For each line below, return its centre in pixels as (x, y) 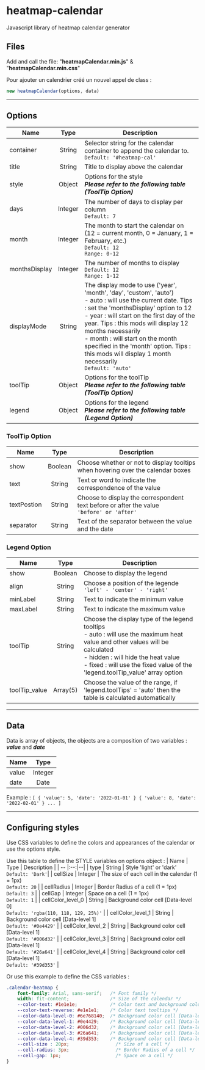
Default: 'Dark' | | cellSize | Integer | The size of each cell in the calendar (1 (102, 873)
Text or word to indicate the (117, 480)
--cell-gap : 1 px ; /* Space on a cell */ (95, 1056)
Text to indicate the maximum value (134, 610)
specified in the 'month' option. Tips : (138, 346)
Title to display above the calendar (134, 167)
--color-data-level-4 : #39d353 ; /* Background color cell (96, 1039)
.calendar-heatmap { (33, 988)
